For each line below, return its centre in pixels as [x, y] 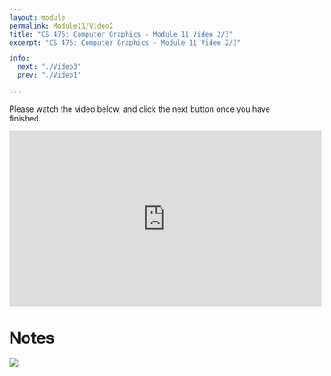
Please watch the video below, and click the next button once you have [140, 109]
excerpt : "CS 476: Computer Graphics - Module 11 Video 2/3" [125, 42]
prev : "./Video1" [50, 75]
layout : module [37, 17]
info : [19, 59]
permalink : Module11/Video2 [62, 26]
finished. [25, 118]
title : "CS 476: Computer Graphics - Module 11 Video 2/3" [121, 34]
